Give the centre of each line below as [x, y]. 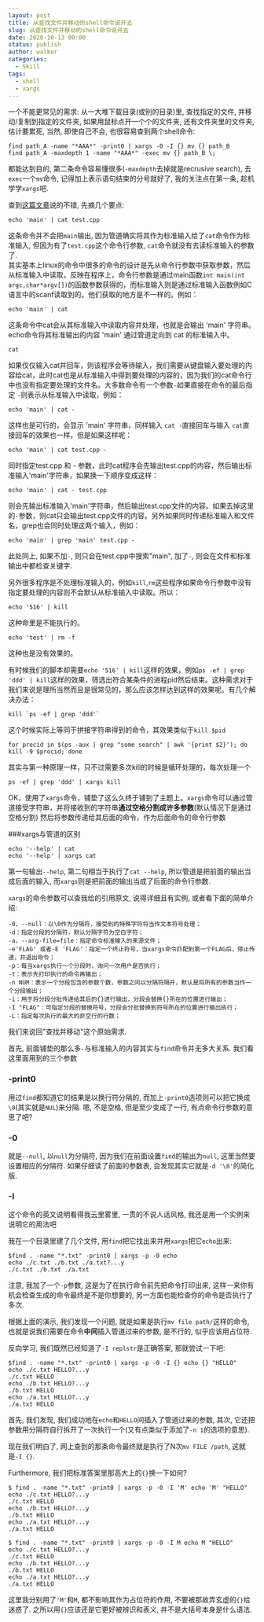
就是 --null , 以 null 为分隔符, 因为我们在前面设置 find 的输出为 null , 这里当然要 [132, 1156]
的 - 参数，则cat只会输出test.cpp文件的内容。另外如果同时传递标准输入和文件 [132, 516]
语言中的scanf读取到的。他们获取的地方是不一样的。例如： [103, 295]
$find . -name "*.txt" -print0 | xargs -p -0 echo [93, 1256]
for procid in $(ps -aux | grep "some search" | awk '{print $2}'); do [128, 745]
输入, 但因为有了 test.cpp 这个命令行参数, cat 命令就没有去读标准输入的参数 [134, 245]
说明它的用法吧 [32, 1224]
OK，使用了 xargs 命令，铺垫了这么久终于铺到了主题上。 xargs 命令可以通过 [127, 798]
